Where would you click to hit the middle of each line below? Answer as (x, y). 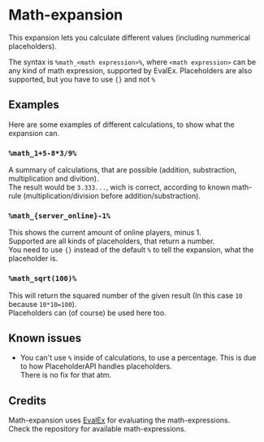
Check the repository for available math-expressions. (97, 429)
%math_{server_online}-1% (60, 216)
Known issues (45, 338)
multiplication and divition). (54, 179)
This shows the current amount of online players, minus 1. (105, 233)
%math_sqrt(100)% (43, 279)
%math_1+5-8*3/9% (43, 153)
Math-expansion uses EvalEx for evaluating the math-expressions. (119, 420)
